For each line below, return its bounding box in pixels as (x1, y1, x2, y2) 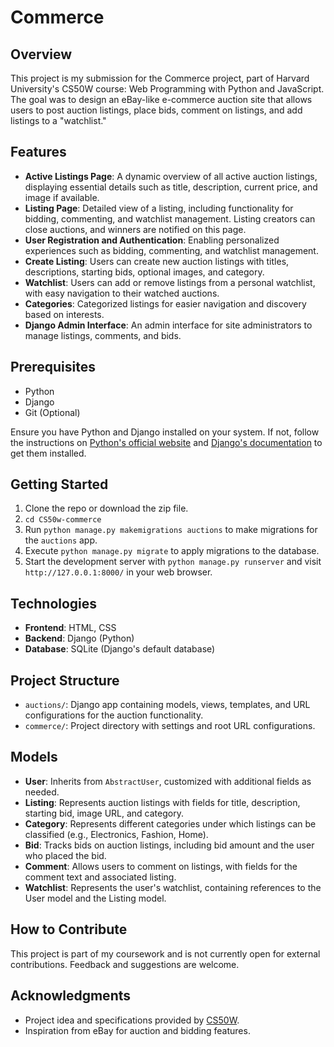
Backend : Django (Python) (24, 632, 135, 645)
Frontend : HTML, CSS (24, 622, 117, 634)
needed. (24, 786, 60, 798)
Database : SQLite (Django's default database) (24, 643, 216, 655)
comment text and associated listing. (24, 871, 177, 883)
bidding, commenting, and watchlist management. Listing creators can (24, 212, 316, 225)
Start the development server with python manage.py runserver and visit (24, 556, 322, 568)
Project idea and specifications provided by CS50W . (24, 1014, 240, 1026)
